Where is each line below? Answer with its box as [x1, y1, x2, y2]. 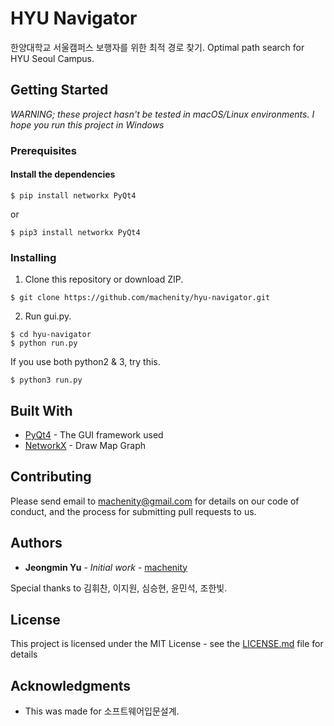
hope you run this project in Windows [10, 118, 165, 131]
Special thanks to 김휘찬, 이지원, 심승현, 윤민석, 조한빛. [10, 582, 228, 594]
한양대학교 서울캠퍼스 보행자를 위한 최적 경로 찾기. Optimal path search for [10, 41, 305, 53]
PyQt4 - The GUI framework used [24, 428, 164, 441]
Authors [10, 535, 63, 552]
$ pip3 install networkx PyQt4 [10, 227, 141, 237]
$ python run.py [10, 338, 78, 349]
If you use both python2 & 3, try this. [10, 356, 161, 368]
